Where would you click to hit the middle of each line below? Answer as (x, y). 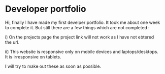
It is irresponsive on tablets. (33, 56)
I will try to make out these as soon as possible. (53, 66)
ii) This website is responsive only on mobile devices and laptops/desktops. (82, 52)
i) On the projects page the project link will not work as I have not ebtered (80, 37)
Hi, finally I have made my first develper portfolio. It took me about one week (82, 22)
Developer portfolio (46, 9)
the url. (12, 42)
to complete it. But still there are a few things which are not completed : (77, 27)
